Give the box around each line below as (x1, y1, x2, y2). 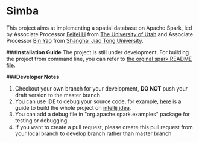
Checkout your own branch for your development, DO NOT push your (14, 84, 188, 92)
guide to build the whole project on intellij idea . (14, 104, 131, 111)
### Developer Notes (6, 73, 60, 80)
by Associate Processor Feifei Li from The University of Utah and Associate (6, 30, 194, 37)
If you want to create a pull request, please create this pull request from (14, 123, 193, 130)
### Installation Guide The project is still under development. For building (6, 48, 189, 56)
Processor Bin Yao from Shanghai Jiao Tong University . (6, 37, 144, 44)
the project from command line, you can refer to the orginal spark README (6, 55, 192, 62)
